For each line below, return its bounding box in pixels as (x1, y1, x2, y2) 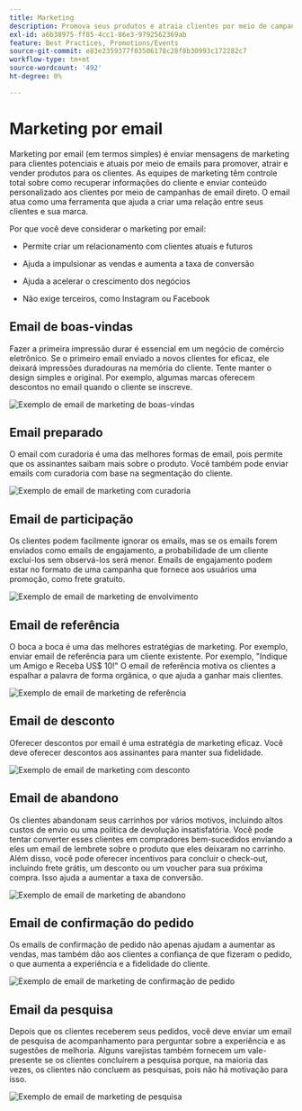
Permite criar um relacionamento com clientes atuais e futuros (22, 241, 253, 251)
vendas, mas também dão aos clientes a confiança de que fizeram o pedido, (9, 949, 292, 960)
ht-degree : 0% (9, 72, 63, 81)
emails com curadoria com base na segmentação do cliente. (9, 468, 234, 478)
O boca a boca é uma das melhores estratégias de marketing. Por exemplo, (9, 641, 289, 651)
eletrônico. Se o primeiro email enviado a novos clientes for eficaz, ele (9, 352, 270, 363)
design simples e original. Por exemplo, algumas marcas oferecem (9, 371, 255, 383)
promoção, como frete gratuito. (9, 574, 126, 585)
